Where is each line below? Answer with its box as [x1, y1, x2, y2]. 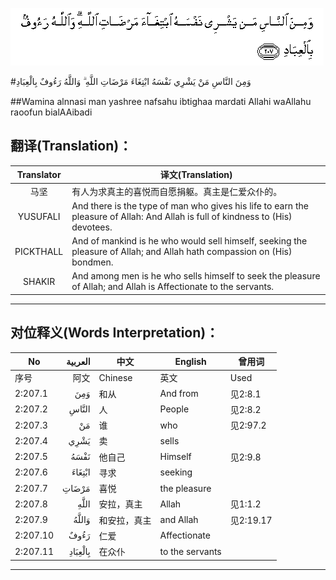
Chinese [98, 371, 133, 383]
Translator [16, 168, 62, 180]
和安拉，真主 [98, 514, 152, 526]
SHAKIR [23, 275, 56, 287]
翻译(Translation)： [10, 138, 133, 155]
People [159, 403, 190, 415]
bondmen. [71, 256, 114, 268]
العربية [66, 355, 91, 367]
